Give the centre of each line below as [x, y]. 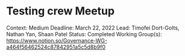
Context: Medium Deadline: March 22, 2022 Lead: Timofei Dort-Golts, [93, 28]
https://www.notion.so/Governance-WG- [57, 40]
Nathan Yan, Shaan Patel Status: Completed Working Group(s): [84, 34]
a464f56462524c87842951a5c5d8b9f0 [56, 47]
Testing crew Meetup [61, 11]
